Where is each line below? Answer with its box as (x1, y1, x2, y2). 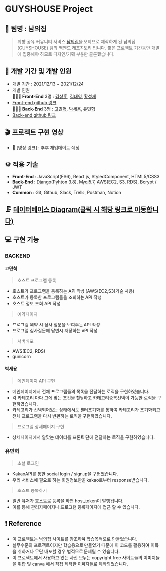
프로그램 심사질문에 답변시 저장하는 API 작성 (12, 328, 98, 334)
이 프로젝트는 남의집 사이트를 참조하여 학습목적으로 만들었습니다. (12, 536, 138, 542)
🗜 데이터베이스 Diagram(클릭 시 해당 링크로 (5, 205, 133, 214)
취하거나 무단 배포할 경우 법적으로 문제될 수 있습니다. (17, 548, 120, 554)
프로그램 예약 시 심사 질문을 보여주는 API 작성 (12, 322, 100, 327)
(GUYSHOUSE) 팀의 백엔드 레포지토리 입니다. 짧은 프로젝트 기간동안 (17, 45, 151, 51)
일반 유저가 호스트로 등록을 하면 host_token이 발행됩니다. (12, 498, 124, 504)
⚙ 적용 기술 (5, 161, 39, 169)
